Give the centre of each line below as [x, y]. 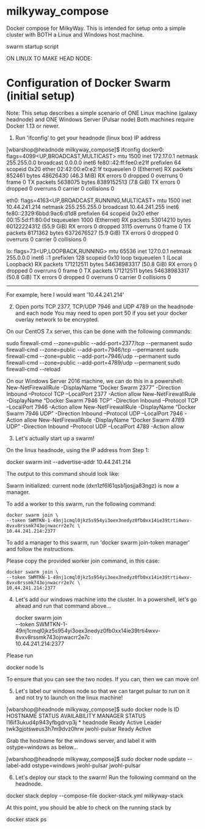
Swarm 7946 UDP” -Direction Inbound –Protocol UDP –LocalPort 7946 [95, 413]
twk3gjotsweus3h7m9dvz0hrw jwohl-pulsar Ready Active [79, 729]
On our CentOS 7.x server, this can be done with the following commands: [99, 331]
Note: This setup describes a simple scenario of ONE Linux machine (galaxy [102, 113]
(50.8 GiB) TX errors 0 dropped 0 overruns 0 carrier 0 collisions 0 [89, 277]
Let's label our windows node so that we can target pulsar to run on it [103, 691]
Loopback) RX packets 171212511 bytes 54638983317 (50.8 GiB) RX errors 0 [102, 264]
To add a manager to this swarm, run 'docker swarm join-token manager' [98, 542]
